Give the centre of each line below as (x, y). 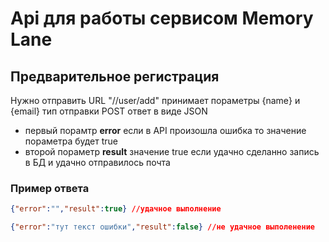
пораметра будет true (71, 141)
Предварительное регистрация (115, 76)
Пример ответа (50, 188)
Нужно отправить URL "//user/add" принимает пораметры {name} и (155, 100)
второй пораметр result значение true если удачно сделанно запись (172, 151)
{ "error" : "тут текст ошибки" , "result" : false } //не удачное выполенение (162, 227)
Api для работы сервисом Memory (162, 18)
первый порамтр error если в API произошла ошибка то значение (165, 130)
